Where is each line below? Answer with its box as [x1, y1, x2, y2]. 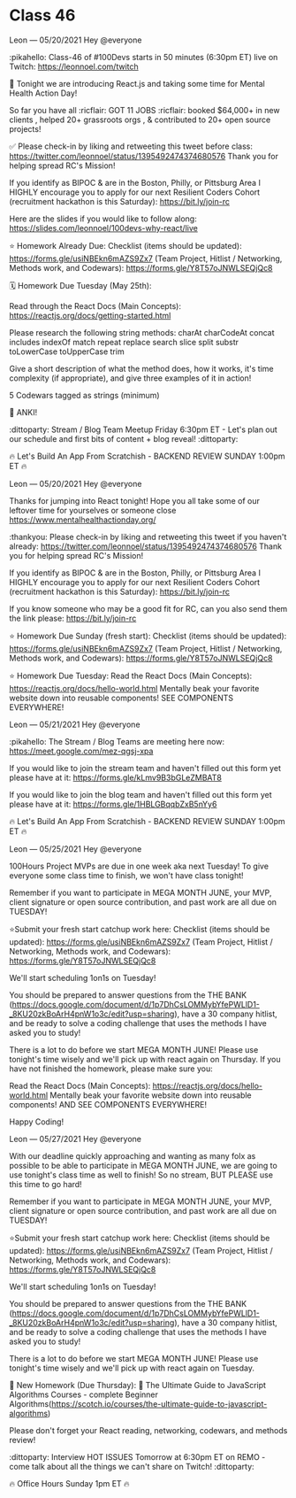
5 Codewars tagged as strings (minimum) [9, 390, 161, 400]
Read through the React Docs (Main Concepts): [9, 300, 181, 311]
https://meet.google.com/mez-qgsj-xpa [9, 745, 154, 756]
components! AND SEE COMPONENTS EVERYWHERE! [9, 1099, 208, 1109]
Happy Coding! [9, 1116, 65, 1127]
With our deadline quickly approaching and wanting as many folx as [9, 1150, 256, 1161]
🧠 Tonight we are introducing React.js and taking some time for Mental [9, 78, 265, 89]
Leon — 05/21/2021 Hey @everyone [9, 719, 140, 730]
